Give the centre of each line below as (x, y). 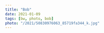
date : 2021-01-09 (23, 14)
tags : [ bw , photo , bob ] (29, 18)
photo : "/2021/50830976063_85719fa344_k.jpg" (52, 23)
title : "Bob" (18, 9)
